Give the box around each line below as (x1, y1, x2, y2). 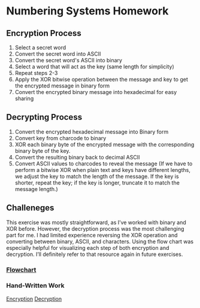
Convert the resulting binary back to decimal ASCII (14, 153, 140, 161)
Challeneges (6, 203, 54, 213)
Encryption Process (6, 28, 82, 38)
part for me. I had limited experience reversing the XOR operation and (6, 231, 178, 238)
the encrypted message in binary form (14, 82, 110, 89)
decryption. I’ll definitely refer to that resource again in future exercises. (6, 250, 183, 258)
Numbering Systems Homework (6, 4, 169, 18)
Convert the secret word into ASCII (14, 50, 101, 58)
